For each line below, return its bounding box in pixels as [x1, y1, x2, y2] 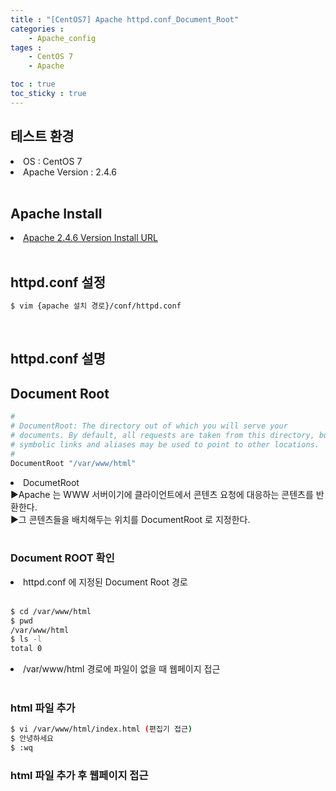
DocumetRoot [23, 476, 80, 488]
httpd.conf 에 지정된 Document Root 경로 [23, 576, 188, 588]
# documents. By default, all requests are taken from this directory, [10, 431, 315, 441]
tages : [10, 42, 43, 53]
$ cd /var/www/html [10, 606, 92, 616]
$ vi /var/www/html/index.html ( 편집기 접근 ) [10, 724, 193, 735]
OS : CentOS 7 [23, 155, 83, 167]
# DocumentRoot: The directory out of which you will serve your [10, 421, 288, 431]
